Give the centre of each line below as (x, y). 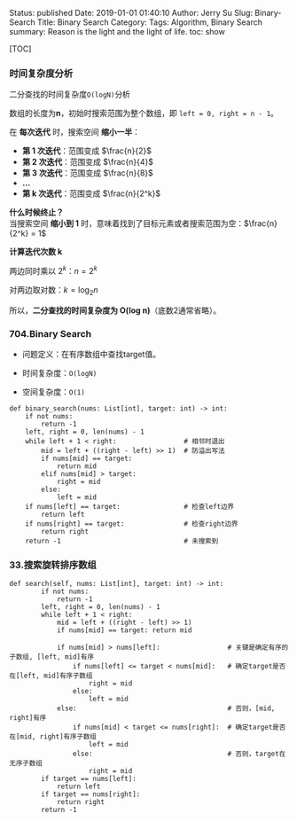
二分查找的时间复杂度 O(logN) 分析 (70, 94)
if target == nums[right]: (91, 794)
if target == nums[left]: (89, 779)
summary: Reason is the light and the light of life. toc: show (117, 31)
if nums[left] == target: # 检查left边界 (130, 507)
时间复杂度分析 (41, 73)
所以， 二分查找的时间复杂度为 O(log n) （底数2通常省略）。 (115, 310)
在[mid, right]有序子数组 (53, 737)
